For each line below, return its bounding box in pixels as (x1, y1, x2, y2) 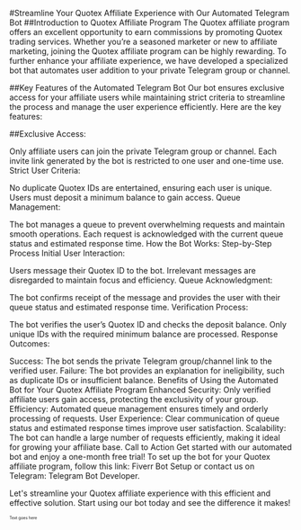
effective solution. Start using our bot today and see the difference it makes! (9, 498, 291, 508)
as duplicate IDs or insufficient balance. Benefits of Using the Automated (9, 375, 279, 385)
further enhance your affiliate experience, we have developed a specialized (9, 56, 288, 66)
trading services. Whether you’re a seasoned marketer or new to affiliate (9, 36, 279, 47)
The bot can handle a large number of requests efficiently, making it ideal (9, 432, 280, 443)
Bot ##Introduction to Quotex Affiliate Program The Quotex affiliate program (9, 17, 290, 28)
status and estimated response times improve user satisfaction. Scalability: (9, 423, 287, 433)
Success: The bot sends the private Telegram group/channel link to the (9, 355, 272, 366)
